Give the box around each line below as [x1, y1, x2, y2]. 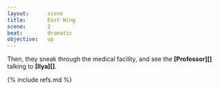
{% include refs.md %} [7, 75, 73, 84]
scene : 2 [7, 23, 51, 30]
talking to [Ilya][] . [7, 62, 57, 71]
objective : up [7, 36, 54, 43]
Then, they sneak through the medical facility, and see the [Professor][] [7, 55, 212, 63]
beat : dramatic [7, 29, 73, 37]
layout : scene [7, 10, 64, 17]
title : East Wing [7, 17, 76, 24]
